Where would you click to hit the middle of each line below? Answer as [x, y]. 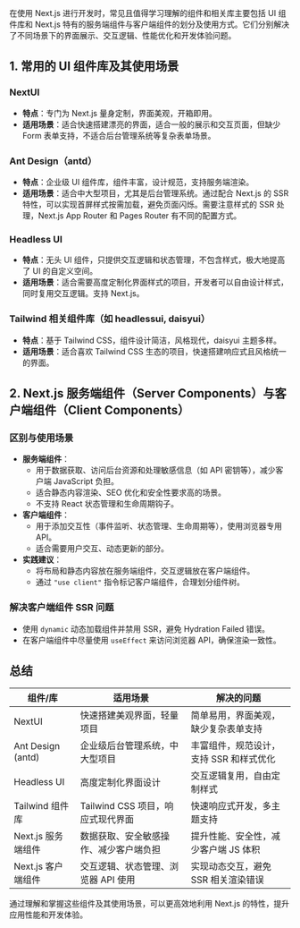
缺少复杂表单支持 [227, 729]
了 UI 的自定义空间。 [60, 271]
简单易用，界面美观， [236, 716]
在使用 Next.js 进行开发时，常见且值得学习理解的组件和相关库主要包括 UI [143, 13]
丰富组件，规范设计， [236, 745]
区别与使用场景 [42, 438]
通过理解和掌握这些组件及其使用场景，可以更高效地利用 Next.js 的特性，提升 [150, 904]
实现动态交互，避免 [231, 866]
